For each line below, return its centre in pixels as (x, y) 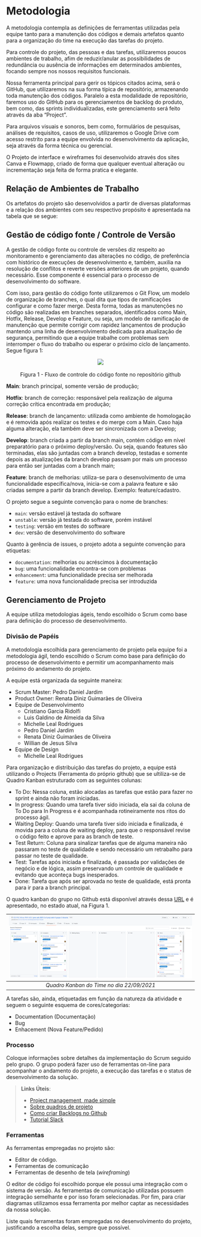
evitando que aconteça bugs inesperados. (67, 874)
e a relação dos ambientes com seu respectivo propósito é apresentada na (98, 210)
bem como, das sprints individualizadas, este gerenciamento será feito (93, 108)
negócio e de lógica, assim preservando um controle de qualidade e (99, 868)
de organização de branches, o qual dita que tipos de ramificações (89, 299)
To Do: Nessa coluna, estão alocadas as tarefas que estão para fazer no (104, 791)
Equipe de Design (36, 749)
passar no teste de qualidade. (51, 855)
